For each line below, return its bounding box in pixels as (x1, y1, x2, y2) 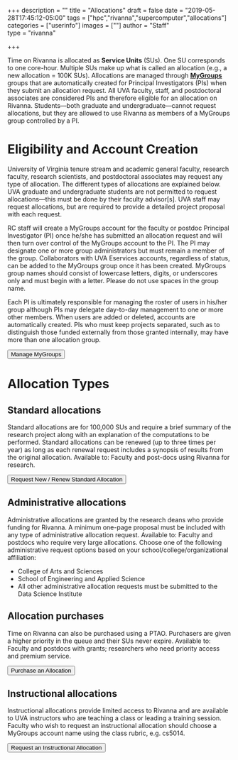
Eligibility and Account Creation (7, 141, 199, 158)
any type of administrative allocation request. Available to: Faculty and (7, 530, 213, 539)
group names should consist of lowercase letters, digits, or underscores (7, 269, 218, 277)
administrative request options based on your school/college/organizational (7, 546, 229, 554)
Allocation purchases (7, 610, 104, 622)
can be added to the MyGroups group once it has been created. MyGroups (7, 261, 227, 270)
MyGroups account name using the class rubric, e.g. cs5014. (7, 729, 185, 737)
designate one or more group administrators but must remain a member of (7, 246, 225, 255)
